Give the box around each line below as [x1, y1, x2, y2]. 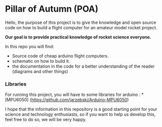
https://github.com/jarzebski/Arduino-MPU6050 [31, 97, 127, 103]
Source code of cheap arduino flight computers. [12, 53, 109, 59]
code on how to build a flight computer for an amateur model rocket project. [5, 24, 157, 30]
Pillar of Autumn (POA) [5, 3, 99, 15]
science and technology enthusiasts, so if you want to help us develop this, [5, 111, 156, 117]
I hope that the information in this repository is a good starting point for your [5, 106, 158, 112]
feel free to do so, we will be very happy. [5, 117, 87, 123]
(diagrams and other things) [12, 68, 68, 74]
